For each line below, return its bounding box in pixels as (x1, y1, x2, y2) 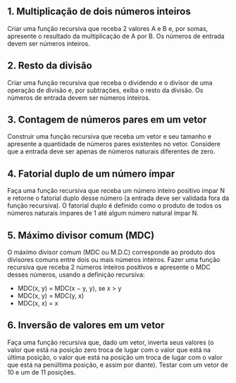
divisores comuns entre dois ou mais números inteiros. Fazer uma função (7, 256, 221, 264)
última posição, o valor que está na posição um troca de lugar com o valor (7, 353, 223, 361)
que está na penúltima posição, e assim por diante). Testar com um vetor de (7, 360, 228, 369)
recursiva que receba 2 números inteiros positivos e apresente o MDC (7, 263, 211, 272)
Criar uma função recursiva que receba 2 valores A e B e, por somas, (7, 24, 209, 32)
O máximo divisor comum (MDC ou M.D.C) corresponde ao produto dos (7, 248, 216, 256)
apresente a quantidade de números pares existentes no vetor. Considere (7, 140, 221, 149)
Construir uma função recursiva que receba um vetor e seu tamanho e (7, 132, 212, 141)
